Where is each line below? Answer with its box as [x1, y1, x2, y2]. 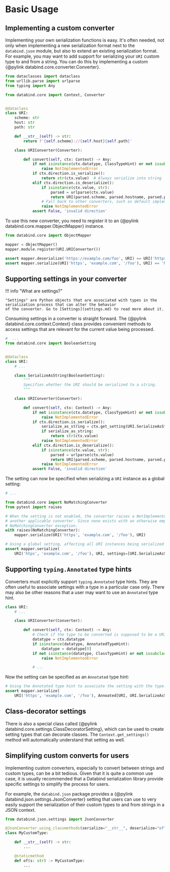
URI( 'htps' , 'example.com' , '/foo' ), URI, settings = [14, 551, 128, 556]
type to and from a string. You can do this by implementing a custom [5, 59, 148, 64]
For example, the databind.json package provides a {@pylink [5, 791, 133, 797]
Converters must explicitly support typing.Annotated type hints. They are [5, 578, 158, 585]
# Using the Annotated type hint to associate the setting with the [5, 684, 153, 689]
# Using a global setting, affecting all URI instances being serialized [5, 542, 164, 547]
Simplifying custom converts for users [5, 752, 129, 760]
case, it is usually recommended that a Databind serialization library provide [5, 775, 163, 781]
